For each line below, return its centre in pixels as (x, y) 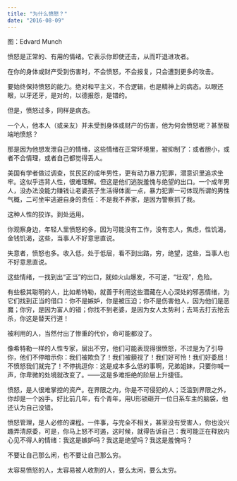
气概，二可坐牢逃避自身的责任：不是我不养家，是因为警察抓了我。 (103, 199)
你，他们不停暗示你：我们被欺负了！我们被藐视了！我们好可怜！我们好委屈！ (119, 357)
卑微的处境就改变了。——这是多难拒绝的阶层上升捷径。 (106, 375)
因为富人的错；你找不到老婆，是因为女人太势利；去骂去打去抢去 (137, 309)
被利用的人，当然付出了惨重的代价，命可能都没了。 (81, 333)
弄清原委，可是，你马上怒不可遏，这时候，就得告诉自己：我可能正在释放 (118, 431)
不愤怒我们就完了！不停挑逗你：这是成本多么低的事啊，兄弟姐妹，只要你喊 (115, 366)
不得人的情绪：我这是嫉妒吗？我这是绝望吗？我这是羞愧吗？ (106, 440)
